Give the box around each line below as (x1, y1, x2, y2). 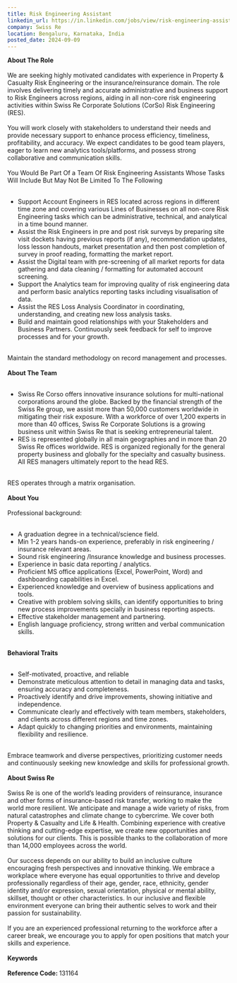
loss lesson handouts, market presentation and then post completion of (17, 242, 225, 251)
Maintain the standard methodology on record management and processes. (7, 354, 227, 363)
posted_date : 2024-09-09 (7, 37, 80, 44)
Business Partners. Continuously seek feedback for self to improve (17, 325, 212, 334)
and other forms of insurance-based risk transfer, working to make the (7, 796, 212, 805)
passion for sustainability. (7, 909, 82, 917)
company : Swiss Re (7, 23, 61, 30)
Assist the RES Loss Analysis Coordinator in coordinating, (17, 302, 185, 311)
